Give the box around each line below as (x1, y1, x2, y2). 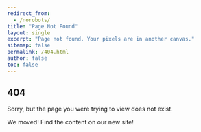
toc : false (7, 61, 38, 68)
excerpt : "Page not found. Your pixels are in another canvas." (7, 36, 195, 43)
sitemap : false (7, 42, 51, 49)
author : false (7, 55, 48, 62)
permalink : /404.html (7, 49, 69, 56)
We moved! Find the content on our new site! (7, 118, 134, 126)
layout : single (7, 29, 51, 36)
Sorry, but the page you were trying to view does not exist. (7, 104, 173, 113)
